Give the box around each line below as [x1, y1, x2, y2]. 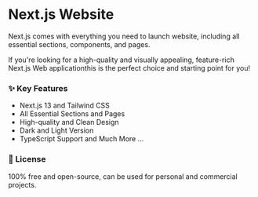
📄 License [8, 154, 46, 165]
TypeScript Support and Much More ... [19, 134, 144, 144]
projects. [8, 180, 37, 189]
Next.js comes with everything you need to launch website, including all [8, 31, 240, 41]
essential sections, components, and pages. [8, 39, 151, 49]
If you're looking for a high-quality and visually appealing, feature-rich [8, 55, 235, 64]
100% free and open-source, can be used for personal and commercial [8, 171, 238, 181]
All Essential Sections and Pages [19, 109, 125, 119]
